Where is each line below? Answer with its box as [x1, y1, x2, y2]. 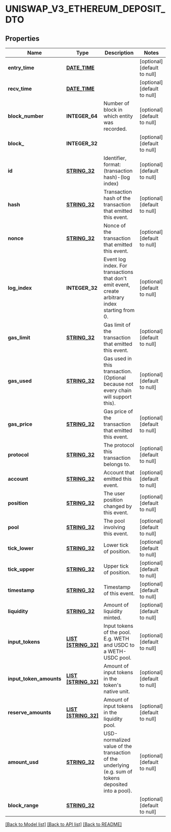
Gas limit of [103, 321, 131, 328]
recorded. [103, 125, 127, 132]
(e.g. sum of [103, 768, 133, 775]
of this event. [103, 590, 135, 597]
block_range [8, 802, 39, 809]
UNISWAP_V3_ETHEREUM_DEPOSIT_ [5, 3, 165, 15]
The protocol [103, 441, 134, 449]
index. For [103, 262, 127, 269]
